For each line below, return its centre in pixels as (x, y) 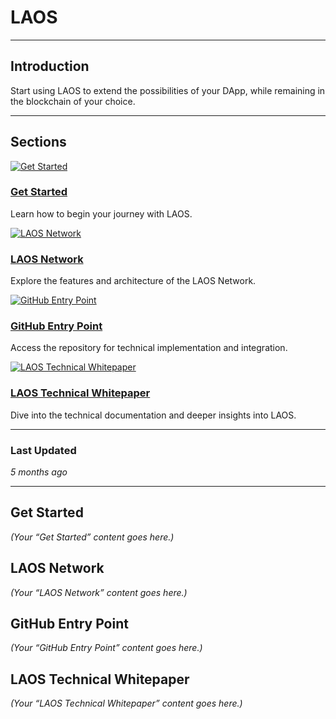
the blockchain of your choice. (73, 101)
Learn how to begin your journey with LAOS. (101, 213)
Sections (38, 142)
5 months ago (39, 472)
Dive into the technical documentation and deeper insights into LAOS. (153, 415)
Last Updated (43, 450)
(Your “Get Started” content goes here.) (92, 537)
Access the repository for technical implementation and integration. (149, 348)
